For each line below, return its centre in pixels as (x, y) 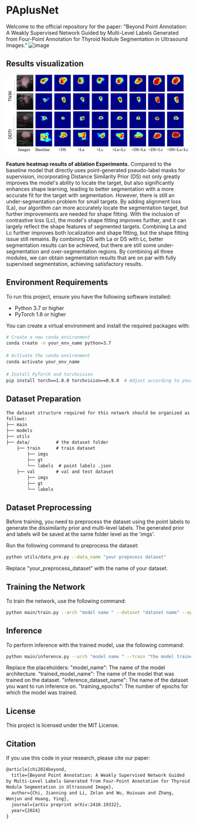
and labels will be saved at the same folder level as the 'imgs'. (81, 534)
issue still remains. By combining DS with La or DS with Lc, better (85, 239)
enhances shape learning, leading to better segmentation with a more (90, 189)
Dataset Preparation (43, 399)
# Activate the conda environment (48, 356)
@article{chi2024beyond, (36, 770)
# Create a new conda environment (48, 337)
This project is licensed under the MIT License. (63, 725)
